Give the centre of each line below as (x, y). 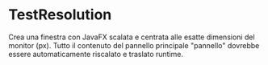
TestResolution (60, 15)
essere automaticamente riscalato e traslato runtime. (96, 54)
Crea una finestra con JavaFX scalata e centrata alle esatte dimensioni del (132, 37)
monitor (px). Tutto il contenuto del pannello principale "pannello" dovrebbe (134, 45)
